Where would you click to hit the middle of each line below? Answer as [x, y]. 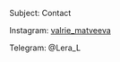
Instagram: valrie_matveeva [60, 30]
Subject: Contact [40, 13]
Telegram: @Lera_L [45, 48]
